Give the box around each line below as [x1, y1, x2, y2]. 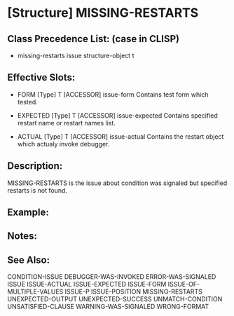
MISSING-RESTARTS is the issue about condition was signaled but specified [7, 179, 228, 187]
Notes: [7, 230, 37, 242]
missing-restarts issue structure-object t [17, 51, 135, 60]
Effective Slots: [7, 71, 76, 83]
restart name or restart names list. [17, 118, 116, 127]
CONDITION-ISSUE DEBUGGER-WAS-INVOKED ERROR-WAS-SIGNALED [7, 273, 216, 281]
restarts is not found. [7, 186, 68, 194]
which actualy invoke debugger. [17, 139, 110, 148]
